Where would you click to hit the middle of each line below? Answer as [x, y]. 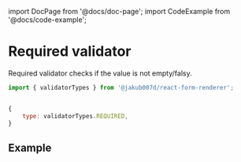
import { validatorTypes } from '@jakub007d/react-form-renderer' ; [121, 87]
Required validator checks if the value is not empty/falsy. [100, 73]
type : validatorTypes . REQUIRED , [75, 116]
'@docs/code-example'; [47, 20]
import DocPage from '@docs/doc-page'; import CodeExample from [119, 11]
